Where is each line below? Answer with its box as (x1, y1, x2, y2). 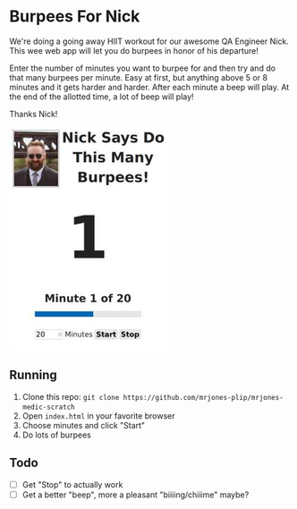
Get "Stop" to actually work (21, 479, 123, 489)
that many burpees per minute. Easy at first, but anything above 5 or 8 (9, 72, 268, 82)
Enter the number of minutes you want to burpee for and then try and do (9, 63, 276, 73)
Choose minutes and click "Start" (21, 420, 146, 430)
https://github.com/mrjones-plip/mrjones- (123, 393, 284, 402)
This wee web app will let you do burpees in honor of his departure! (9, 45, 259, 55)
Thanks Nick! (9, 108, 58, 119)
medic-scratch (21, 403, 75, 411)
